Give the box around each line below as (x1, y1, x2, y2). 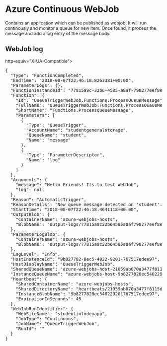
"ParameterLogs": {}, (10, 82, 63, 88)
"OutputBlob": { (10, 211, 50, 217)
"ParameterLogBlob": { (10, 231, 66, 237)
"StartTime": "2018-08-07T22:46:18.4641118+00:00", (10, 207, 139, 212)
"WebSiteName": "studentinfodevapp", (15, 311, 108, 316)
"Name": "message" (26, 137, 71, 142)
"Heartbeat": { (10, 276, 47, 281)
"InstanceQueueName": (10, 271, 63, 277)
